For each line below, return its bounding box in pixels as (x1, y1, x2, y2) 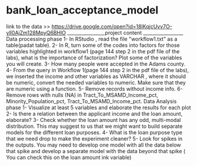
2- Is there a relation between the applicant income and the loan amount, (6, 110, 183, 117)
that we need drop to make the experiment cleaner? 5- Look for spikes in (6, 135, 183, 142)
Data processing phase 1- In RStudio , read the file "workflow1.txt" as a (6, 35, 178, 42)
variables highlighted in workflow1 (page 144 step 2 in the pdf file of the (6, 48, 180, 55)
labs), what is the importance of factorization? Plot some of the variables (6, 54, 182, 61)
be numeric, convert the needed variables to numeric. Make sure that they (6, 79, 186, 86)
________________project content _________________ (67, 29, 183, 36)
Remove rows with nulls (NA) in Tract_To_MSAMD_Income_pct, (6, 92, 159, 99)
